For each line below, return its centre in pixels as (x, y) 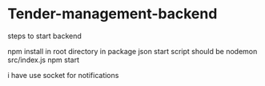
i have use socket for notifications (63, 75)
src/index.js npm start (43, 60)
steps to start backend (44, 36)
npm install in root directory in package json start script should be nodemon (132, 51)
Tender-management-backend (112, 14)
